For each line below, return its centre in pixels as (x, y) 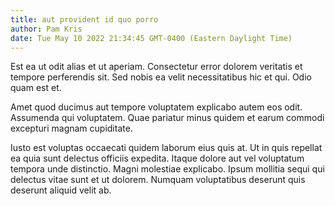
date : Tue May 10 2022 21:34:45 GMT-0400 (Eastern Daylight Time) (151, 38)
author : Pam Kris (46, 29)
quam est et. (36, 88)
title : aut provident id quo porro (84, 19)
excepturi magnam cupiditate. (71, 128)
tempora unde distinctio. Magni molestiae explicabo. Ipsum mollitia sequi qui (167, 169)
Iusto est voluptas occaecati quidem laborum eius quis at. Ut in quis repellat (166, 148)
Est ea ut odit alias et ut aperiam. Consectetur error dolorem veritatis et (156, 67)
